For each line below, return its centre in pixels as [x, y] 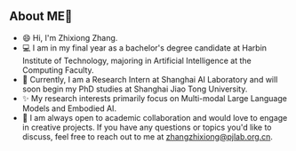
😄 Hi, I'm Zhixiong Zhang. [70, 37]
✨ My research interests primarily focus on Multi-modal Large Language [154, 98]
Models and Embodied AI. [69, 108]
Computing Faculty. [58, 70]
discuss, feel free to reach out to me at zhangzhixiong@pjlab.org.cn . [148, 136]
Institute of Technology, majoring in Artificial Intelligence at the [136, 60]
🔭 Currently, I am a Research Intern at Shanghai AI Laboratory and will [150, 79]
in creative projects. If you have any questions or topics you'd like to [147, 127]
